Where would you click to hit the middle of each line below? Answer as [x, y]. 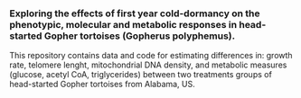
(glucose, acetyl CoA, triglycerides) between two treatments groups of [141, 75]
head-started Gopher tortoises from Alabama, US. [103, 85]
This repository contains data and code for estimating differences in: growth [151, 56]
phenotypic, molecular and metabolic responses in [123, 24]
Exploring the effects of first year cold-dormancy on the [135, 13]
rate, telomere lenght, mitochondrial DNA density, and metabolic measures [148, 65]
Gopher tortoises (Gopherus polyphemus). [140, 36]
